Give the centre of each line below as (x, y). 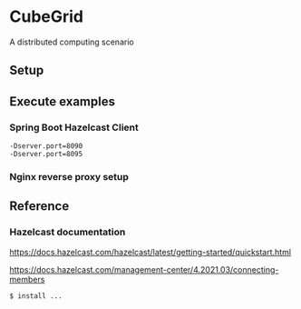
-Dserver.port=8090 (46, 146)
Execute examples (63, 101)
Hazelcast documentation (68, 232)
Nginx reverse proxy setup (69, 176)
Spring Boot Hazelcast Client (74, 127)
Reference (39, 206)
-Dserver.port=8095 (46, 154)
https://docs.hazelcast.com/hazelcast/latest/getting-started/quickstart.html (150, 252)
